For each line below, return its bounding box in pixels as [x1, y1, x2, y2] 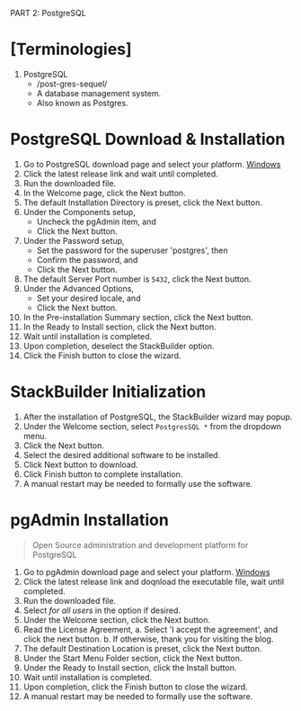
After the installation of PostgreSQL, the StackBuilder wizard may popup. [22, 411, 293, 422]
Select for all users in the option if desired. [22, 605, 181, 616]
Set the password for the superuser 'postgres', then [36, 245, 228, 256]
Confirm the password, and [36, 254, 138, 265]
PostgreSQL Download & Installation [10, 130, 286, 149]
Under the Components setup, [22, 206, 136, 217]
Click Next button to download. [22, 459, 138, 470]
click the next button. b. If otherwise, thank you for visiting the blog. [22, 634, 274, 644]
